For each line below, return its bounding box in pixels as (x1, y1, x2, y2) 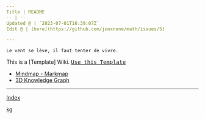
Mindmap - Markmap (15, 70, 69, 78)
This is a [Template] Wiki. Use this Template (6, 58, 126, 66)
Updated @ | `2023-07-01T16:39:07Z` (6, 20, 99, 26)
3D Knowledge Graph (15, 76, 70, 84)
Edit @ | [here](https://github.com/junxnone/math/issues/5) (6, 25, 165, 32)
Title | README (6, 8, 45, 15)
